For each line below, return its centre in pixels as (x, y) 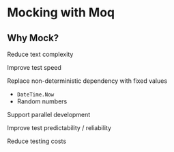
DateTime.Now (35, 94)
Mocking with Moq (61, 13)
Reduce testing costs (37, 141)
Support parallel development (49, 115)
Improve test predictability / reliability (59, 128)
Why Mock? (33, 38)
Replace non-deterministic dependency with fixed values (87, 81)
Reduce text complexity (40, 54)
